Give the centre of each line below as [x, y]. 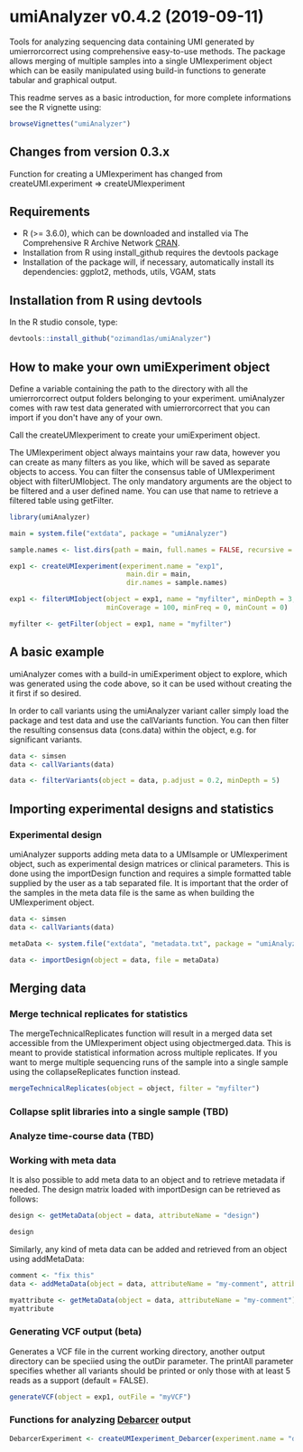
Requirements [50, 212]
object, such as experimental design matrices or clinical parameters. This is [150, 863]
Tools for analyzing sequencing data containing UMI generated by [132, 42]
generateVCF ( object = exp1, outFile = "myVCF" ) [101, 1397]
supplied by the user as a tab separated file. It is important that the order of [149, 882]
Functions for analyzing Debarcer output [100, 1419]
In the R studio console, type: [64, 322]
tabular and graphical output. [63, 80]
